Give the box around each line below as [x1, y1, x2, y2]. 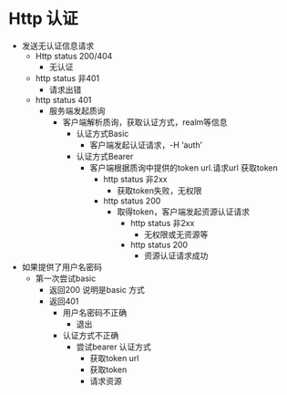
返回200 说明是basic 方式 [48, 284, 145, 295]
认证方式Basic [76, 128, 129, 139]
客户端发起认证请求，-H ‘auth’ [89, 139, 202, 151]
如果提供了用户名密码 [21, 261, 102, 272]
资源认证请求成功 [143, 250, 209, 261]
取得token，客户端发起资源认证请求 [117, 206, 251, 217]
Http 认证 [8, 8, 78, 29]
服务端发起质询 [48, 105, 106, 116]
